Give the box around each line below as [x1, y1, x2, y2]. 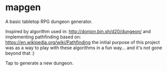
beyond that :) [5, 50, 35, 56]
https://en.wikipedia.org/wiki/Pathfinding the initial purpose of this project [5, 39, 160, 45]
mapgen [5, 2, 41, 13]
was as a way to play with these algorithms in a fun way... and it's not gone [5, 44, 162, 51]
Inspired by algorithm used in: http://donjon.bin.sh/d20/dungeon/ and [5, 28, 151, 34]
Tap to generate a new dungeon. [5, 60, 74, 66]
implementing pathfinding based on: [5, 34, 81, 40]
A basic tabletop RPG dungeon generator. [5, 18, 93, 25]
